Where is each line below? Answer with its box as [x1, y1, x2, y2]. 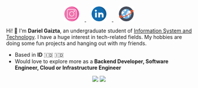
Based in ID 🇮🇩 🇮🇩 [14, 51, 64, 58]
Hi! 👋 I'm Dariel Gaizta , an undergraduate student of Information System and [6, 27, 192, 34]
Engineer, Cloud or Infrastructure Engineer [14, 64, 121, 71]
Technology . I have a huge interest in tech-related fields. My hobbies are [6, 34, 183, 40]
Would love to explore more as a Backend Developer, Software [14, 58, 169, 65]
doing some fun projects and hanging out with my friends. [6, 40, 147, 47]
